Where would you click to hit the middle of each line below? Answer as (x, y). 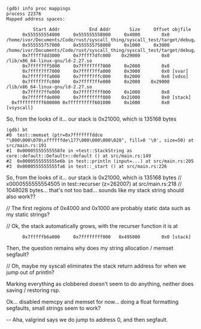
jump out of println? (31, 272)
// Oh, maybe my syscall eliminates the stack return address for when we (96, 266)
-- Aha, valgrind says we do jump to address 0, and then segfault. (87, 320)
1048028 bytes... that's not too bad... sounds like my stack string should (95, 190)
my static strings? (28, 214)
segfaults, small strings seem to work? (54, 308)
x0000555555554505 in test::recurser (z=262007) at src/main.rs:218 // (94, 184)
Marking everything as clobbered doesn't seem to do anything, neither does (100, 284)
